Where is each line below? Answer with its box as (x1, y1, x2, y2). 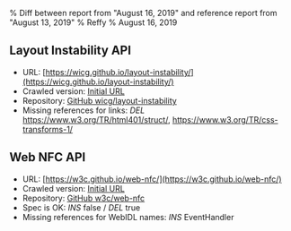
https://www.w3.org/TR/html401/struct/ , (22, 114, 171, 124)
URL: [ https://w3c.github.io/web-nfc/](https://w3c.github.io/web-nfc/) (22, 174, 282, 184)
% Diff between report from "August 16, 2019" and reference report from (9, 8, 278, 18)
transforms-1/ (22, 124, 74, 134)
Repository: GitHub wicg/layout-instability (22, 95, 177, 106)
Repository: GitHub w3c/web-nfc (22, 192, 145, 203)
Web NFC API (9, 150, 86, 165)
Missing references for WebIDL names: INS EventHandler (22, 211, 234, 222)
